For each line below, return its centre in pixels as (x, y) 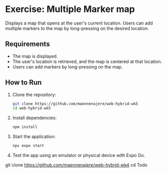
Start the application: (34, 136)
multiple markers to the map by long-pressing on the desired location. (77, 28)
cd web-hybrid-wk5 (31, 108)
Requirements (27, 44)
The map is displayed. (35, 56)
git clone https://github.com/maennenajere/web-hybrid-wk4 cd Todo (76, 165)
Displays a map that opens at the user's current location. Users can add (79, 23)
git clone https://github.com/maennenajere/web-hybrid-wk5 (75, 103)
